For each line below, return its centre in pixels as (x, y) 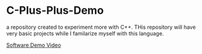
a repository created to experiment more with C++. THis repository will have (101, 27)
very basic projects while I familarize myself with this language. (85, 33)
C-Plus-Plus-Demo (55, 10)
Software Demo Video (34, 45)
